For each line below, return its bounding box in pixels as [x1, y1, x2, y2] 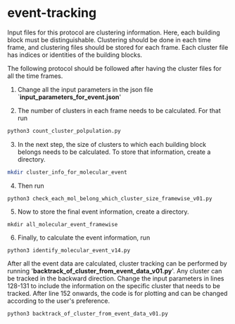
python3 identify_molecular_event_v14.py [7, 247, 131, 254]
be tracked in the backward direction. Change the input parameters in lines [7, 274, 224, 283]
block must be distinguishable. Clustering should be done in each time [7, 35, 211, 44]
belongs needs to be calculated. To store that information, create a [17, 148, 211, 156]
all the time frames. [7, 72, 63, 80]
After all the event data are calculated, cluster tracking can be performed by [7, 259, 227, 268]
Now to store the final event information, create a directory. [17, 207, 189, 216]
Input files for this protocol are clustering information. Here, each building [7, 28, 220, 37]
